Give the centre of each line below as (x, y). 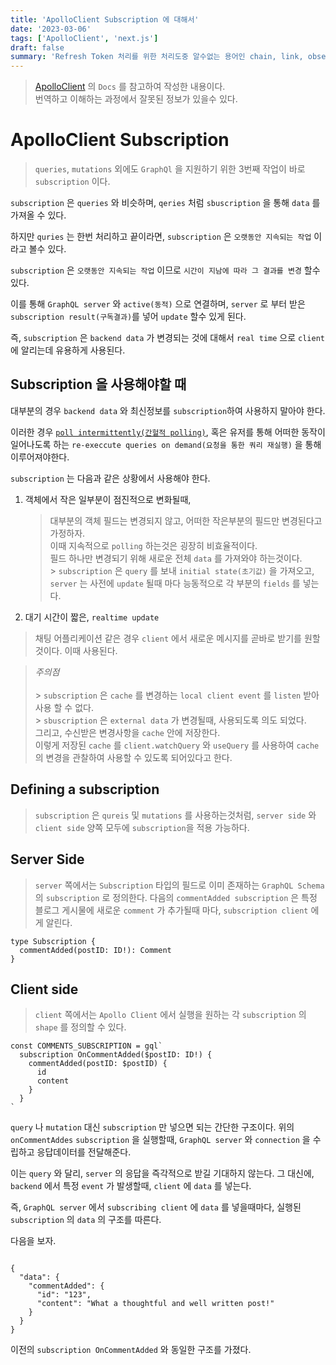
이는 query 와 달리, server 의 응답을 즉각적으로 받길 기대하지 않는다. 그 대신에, (162, 1173)
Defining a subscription (85, 789)
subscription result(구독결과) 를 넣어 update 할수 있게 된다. (128, 317)
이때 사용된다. (91, 650)
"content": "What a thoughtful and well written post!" (155, 1304)
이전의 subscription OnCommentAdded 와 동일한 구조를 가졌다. (131, 1350)
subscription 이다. (72, 182)
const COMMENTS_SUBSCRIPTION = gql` (86, 1046)
